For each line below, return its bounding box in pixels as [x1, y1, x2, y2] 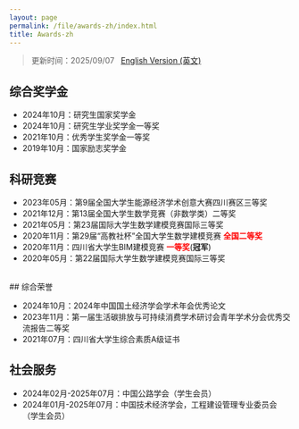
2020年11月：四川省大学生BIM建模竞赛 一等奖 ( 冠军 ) [21, 242, 212, 252]
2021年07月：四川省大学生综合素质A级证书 [21, 334, 180, 344]
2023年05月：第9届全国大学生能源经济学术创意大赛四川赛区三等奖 [21, 198, 268, 207]
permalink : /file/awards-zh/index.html [9, 21, 158, 30]
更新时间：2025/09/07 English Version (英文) [30, 55, 202, 66]
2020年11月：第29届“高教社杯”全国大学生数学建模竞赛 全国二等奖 [21, 231, 263, 241]
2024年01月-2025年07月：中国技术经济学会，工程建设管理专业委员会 [21, 399, 278, 409]
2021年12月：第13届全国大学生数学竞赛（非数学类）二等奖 [21, 208, 237, 219]
